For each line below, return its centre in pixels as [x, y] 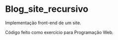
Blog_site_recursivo [47, 9]
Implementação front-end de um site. [43, 23]
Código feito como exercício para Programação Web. [59, 32]
